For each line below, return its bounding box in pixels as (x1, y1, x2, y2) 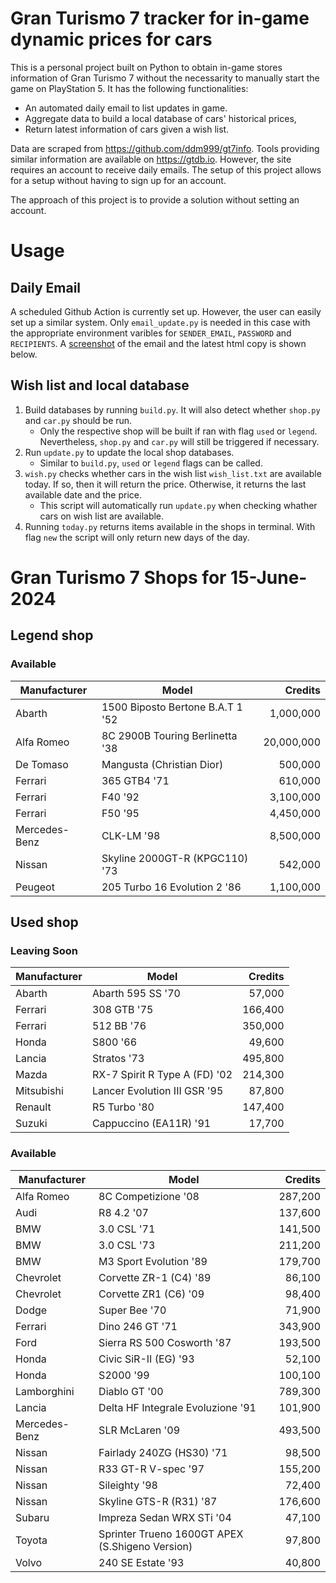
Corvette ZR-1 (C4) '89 (98, 1270, 212, 1284)
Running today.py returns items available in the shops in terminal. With (24, 520, 316, 532)
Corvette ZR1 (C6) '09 (98, 1287, 205, 1301)
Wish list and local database (10, 377, 190, 394)
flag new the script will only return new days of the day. (24, 531, 250, 543)
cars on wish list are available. (39, 510, 165, 522)
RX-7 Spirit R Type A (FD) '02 (91, 1068, 233, 1082)
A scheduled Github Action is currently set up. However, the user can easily (10, 305, 322, 317)
